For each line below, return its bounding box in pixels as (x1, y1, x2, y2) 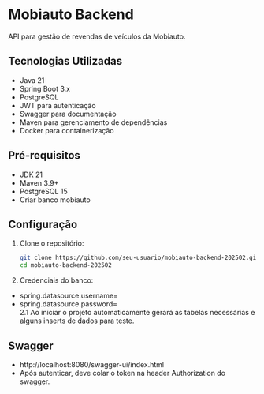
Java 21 (19, 75, 45, 84)
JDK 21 (19, 170, 43, 179)
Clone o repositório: (19, 238, 84, 248)
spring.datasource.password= (19, 299, 118, 309)
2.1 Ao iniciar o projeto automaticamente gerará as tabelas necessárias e (19, 308, 255, 317)
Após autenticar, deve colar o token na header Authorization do (19, 368, 226, 377)
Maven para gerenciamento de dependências (19, 117, 168, 127)
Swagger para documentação (19, 109, 117, 118)
